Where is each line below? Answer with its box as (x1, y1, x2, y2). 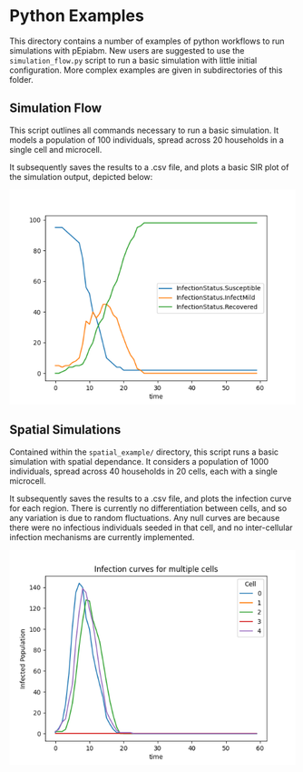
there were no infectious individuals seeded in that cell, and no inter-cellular (9, 522, 293, 533)
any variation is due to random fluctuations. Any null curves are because (9, 512, 280, 523)
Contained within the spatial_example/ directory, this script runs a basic (9, 446, 279, 457)
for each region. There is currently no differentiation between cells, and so (9, 502, 288, 514)
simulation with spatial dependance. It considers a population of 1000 (9, 456, 269, 466)
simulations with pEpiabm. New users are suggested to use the (9, 45, 245, 55)
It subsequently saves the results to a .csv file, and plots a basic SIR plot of (9, 161, 289, 173)
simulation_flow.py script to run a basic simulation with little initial (9, 55, 258, 65)
